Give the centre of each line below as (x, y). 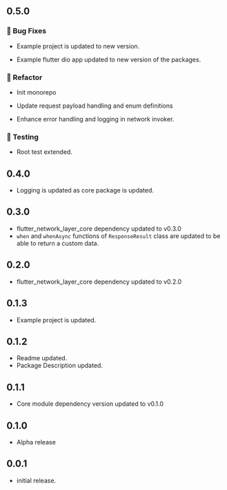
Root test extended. (45, 152)
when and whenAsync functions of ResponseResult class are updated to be (118, 236)
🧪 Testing (23, 137)
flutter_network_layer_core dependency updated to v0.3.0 (99, 228)
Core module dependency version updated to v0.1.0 (90, 404)
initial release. (36, 480)
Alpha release (36, 442)
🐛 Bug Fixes (26, 31)
